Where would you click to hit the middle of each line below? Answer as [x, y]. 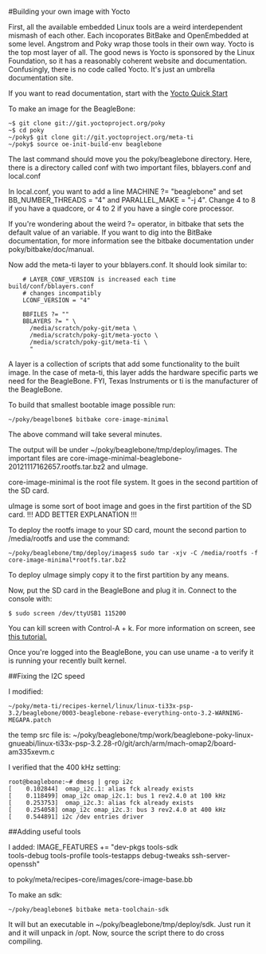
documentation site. [41, 78]
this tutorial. [28, 637]
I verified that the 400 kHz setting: [65, 767]
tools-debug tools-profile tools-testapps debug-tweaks [99, 855]
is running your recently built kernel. [68, 660]
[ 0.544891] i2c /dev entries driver [76, 817]
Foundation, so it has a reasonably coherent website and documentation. [128, 61]
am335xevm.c [32, 752]
